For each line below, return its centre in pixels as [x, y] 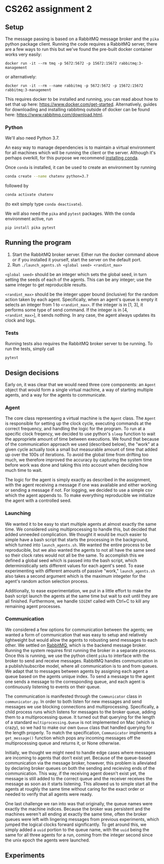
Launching [18, 514]
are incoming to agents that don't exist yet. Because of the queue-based [78, 758]
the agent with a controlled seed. [38, 501]
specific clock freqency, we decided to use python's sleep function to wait [80, 434]
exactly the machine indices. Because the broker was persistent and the [78, 809]
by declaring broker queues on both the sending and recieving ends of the [80, 768]
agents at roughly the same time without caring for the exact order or [75, 789]
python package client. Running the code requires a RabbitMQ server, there [81, 44]
